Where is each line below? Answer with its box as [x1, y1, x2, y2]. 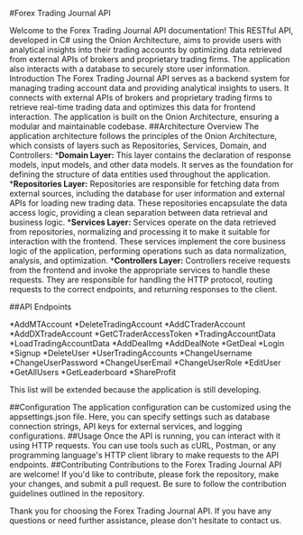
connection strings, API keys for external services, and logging [9, 421, 243, 431]
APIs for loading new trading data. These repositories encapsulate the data [9, 198, 288, 208]
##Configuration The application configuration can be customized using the [9, 401, 291, 412]
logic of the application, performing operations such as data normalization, [9, 245, 287, 256]
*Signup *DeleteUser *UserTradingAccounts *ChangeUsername [9, 347, 252, 358]
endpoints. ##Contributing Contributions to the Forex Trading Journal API [9, 459, 282, 470]
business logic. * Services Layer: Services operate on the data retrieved [9, 217, 277, 227]
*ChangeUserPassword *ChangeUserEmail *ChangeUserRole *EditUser [9, 357, 281, 368]
